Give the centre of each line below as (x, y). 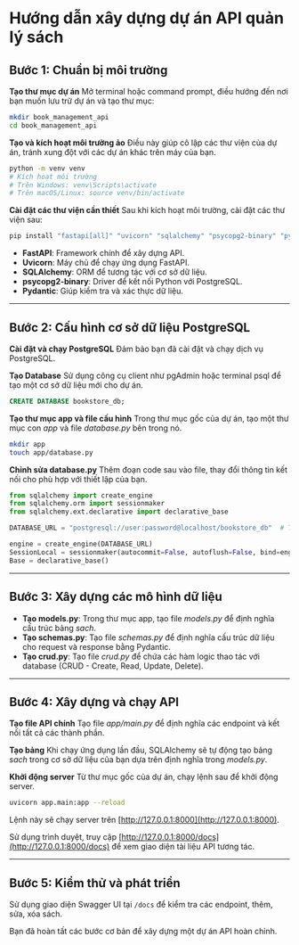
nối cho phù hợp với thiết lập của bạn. (78, 479)
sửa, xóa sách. (36, 914)
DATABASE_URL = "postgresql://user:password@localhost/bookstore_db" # (147, 528)
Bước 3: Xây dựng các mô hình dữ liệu (116, 597)
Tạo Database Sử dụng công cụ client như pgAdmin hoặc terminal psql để (145, 375)
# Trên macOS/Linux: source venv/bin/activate (97, 193)
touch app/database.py (51, 452)
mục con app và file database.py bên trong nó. (96, 428)
